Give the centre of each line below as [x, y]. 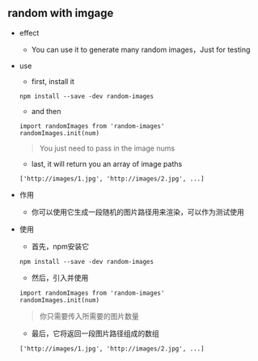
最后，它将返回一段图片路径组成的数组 [95, 333]
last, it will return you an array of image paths [107, 164]
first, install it [53, 81]
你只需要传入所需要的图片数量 [89, 316]
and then [46, 111]
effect [29, 32]
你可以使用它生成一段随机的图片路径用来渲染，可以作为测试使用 [137, 212]
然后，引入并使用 [60, 278]
